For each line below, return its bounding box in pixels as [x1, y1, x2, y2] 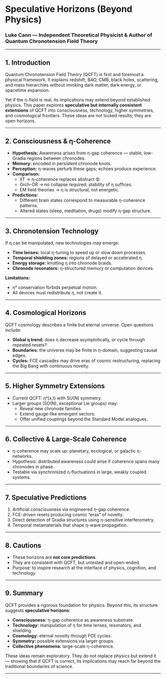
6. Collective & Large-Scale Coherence [5, 435, 127, 443]
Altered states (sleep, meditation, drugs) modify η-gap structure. [19, 208, 152, 214]
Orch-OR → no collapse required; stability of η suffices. [19, 181, 132, 187]
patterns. [19, 203, 39, 209]
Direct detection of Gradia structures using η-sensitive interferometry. [12, 517, 155, 523]
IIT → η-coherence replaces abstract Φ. [19, 177, 101, 182]
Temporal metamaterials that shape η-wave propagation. [12, 522, 128, 528]
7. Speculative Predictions [5, 493, 87, 501]
